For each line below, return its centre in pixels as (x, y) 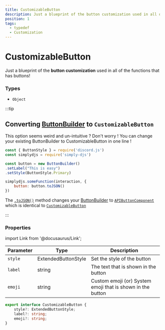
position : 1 (17, 19)
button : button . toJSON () (39, 186)
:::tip (10, 109)
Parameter (20, 250)
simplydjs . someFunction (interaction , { (46, 182)
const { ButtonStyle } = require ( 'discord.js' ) (55, 150)
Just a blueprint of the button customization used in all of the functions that (82, 70)
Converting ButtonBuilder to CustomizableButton (79, 124)
